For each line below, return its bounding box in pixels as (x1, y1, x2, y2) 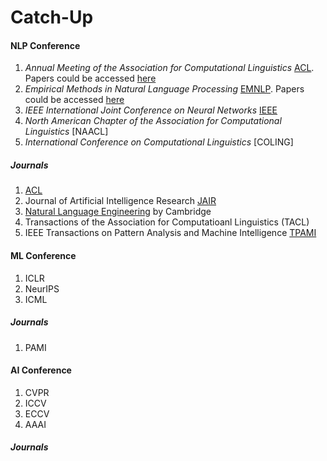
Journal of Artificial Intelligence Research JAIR (24, 195, 217, 207)
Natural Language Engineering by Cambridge (24, 206, 212, 218)
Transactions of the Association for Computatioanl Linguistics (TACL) (24, 216, 310, 228)
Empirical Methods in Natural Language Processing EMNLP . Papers (24, 83, 305, 95)
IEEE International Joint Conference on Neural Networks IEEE (24, 104, 278, 116)
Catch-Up (10, 6, 94, 29)
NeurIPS (24, 282, 60, 295)
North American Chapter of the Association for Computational (24, 115, 282, 127)
